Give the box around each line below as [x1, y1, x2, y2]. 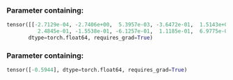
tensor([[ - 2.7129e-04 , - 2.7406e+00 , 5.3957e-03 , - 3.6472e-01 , [6, 22, 194, 29]
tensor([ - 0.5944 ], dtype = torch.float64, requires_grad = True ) [6, 67, 188, 74]
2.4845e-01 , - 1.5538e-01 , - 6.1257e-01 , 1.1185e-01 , [37, 28, 194, 35]
